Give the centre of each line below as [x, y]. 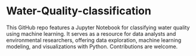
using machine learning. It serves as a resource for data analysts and [91, 33]
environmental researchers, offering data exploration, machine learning [94, 40]
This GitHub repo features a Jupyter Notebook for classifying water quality [98, 27]
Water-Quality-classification [79, 11]
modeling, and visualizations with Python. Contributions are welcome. [92, 46]
